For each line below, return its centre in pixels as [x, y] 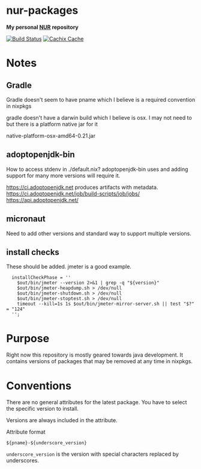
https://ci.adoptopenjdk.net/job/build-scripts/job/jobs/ [73, 194]
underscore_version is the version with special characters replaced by [92, 454]
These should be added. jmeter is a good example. [69, 267]
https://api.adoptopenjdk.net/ [43, 200]
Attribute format [26, 432]
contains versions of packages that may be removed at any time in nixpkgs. [100, 361]
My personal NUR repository [43, 27]
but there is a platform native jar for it [52, 124]
